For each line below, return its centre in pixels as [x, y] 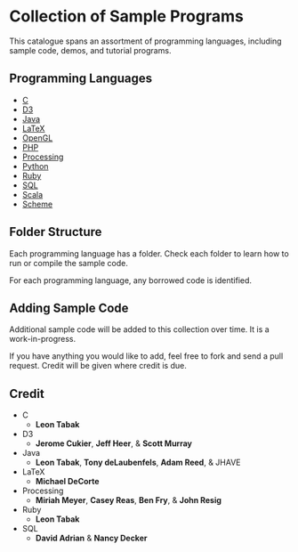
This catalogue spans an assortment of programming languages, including [145, 41]
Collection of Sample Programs [127, 16]
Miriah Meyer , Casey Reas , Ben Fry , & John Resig [129, 500]
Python [35, 166]
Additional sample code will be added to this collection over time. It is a [139, 329]
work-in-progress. [43, 339]
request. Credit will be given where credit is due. [98, 366]
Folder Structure [56, 232]
